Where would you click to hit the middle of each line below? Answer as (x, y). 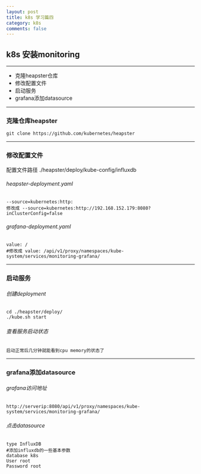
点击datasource (26, 426)
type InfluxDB (24, 444)
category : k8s (24, 23)
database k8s (22, 455)
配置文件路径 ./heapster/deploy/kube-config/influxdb (71, 169)
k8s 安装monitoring (43, 54)
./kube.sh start (26, 317)
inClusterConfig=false (34, 213)
